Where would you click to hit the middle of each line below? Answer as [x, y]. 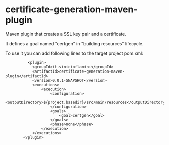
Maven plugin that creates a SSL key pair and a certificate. [66, 34]
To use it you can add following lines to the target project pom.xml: [74, 53]
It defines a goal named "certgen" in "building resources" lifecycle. [75, 43]
